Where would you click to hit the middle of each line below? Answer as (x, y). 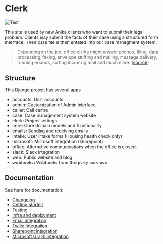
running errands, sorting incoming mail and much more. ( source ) (83, 62)
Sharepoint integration (35, 231)
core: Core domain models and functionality (57, 125)
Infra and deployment (34, 215)
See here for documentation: (34, 190)
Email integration (29, 220)
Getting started (28, 204)
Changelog (23, 199)
